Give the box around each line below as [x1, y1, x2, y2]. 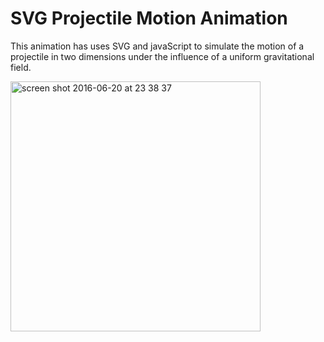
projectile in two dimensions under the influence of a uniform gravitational [10, 50, 315, 62]
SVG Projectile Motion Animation [10, 7, 288, 30]
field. [10, 61, 32, 73]
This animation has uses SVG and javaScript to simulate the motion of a [10, 40, 305, 52]
